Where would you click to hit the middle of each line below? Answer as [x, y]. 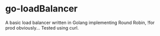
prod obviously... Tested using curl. [42, 27]
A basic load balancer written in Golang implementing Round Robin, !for [80, 22]
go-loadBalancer [41, 9]
